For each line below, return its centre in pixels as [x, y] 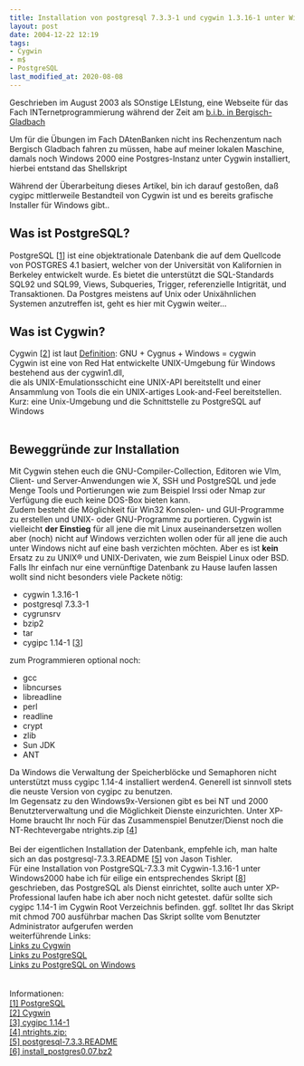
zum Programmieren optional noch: [75, 660]
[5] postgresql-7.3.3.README [63, 1042]
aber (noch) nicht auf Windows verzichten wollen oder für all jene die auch [148, 539]
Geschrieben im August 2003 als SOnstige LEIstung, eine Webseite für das [149, 102]
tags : [19, 43]
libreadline [42, 697]
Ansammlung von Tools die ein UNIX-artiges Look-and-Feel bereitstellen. [146, 392]
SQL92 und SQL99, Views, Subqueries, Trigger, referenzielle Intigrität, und [148, 284]
